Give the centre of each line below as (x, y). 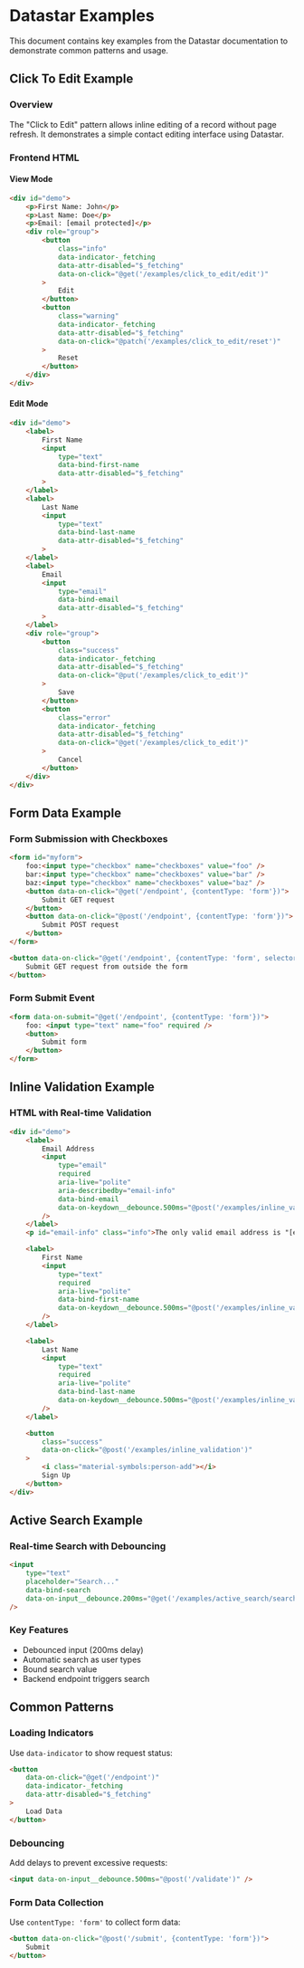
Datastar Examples (82, 16)
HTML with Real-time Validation (81, 1113)
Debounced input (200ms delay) (83, 1649)
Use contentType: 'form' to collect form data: (95, 1922)
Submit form (65, 1042)
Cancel (70, 760)
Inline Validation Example (82, 1087)
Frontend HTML (44, 158)
